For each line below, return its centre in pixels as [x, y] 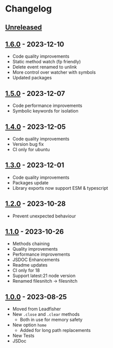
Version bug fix [28, 144]
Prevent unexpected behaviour [44, 216]
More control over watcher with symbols [54, 72]
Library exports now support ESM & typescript [60, 188]
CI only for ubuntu [31, 150]
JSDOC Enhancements [36, 260]
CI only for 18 [26, 270]
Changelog [28, 9]
